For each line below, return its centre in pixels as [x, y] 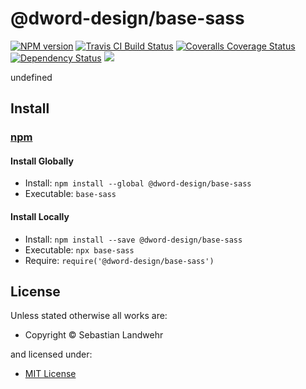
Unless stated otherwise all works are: [89, 316]
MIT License [50, 374]
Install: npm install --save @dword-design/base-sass [133, 239]
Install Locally [40, 217]
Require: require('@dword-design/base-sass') [119, 260]
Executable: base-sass [70, 194]
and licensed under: [51, 354]
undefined [31, 77]
